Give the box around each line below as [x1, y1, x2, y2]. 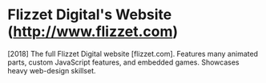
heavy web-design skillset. [7, 65, 97, 75]
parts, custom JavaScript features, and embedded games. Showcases [7, 57, 240, 67]
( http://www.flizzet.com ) [7, 22, 179, 41]
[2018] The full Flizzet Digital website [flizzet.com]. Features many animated [7, 49, 258, 58]
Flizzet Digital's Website [7, 6, 172, 24]
